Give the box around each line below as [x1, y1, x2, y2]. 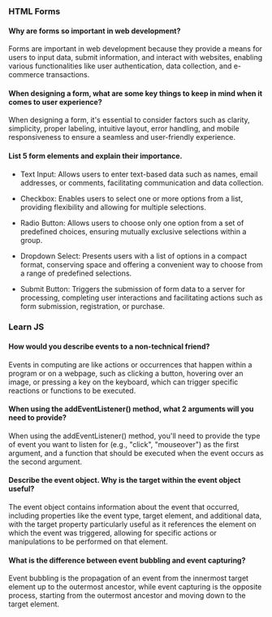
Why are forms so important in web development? [8, 26, 181, 36]
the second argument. [8, 457, 83, 467]
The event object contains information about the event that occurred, [8, 502, 240, 512]
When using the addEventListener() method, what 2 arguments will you [8, 404, 254, 414]
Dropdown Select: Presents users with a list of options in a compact [19, 250, 248, 261]
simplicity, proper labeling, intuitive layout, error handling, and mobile [8, 124, 240, 133]
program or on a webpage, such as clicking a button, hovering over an [8, 368, 244, 378]
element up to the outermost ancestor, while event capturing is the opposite [8, 582, 262, 592]
